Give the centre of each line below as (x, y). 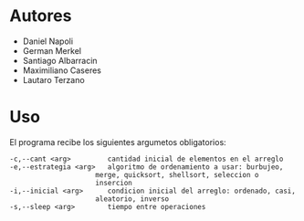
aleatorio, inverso (132, 199)
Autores (41, 16)
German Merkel (52, 50)
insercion (114, 183)
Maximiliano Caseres (62, 70)
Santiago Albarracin (60, 60)
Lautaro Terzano (53, 79)
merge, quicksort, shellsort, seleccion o (177, 174)
